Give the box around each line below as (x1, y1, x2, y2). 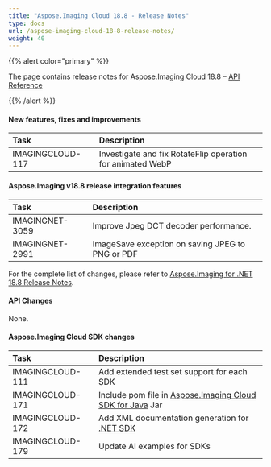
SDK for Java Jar (98, 399, 163, 411)
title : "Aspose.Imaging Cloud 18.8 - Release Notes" (8, 11, 190, 20)
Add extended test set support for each (98, 366, 248, 378)
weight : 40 (8, 34, 45, 43)
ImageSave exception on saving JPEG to (92, 238, 246, 250)
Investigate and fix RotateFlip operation (98, 148, 248, 159)
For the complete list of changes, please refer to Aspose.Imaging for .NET (8, 269, 253, 279)
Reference (8, 81, 43, 90)
